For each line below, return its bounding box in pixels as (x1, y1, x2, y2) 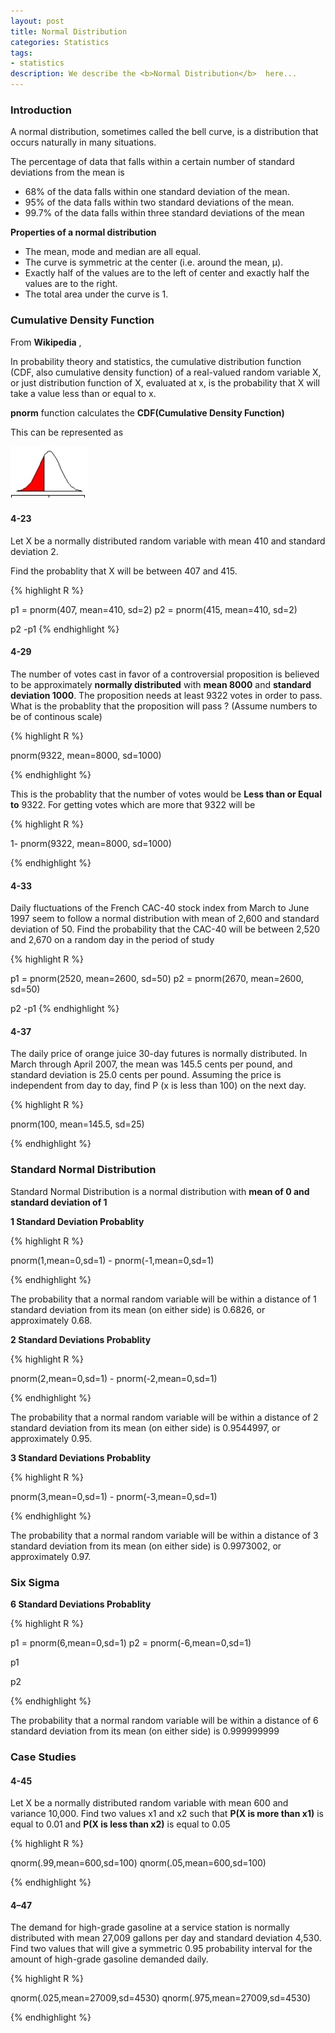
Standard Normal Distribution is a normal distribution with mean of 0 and (10, 1185, 310, 1197)
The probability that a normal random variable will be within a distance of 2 (10, 1411, 319, 1423)
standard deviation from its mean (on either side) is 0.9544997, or (10, 1421, 281, 1434)
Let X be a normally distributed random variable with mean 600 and (10, 1797, 289, 1809)
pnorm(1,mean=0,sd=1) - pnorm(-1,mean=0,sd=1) (10, 1254, 215, 1266)
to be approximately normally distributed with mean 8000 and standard (10, 679, 312, 690)
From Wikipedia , (10, 336, 82, 348)
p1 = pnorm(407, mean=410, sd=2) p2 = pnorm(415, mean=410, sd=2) (10, 603, 298, 615)
